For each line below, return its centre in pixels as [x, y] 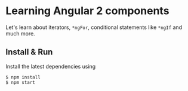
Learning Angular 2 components [87, 11]
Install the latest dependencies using [51, 66]
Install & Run [29, 52]
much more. [20, 33]
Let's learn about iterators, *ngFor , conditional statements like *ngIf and [94, 27]
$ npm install [23, 77]
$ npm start [20, 82]
